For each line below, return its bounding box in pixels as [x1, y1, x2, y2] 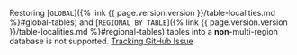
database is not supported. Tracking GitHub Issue [9, 35, 193, 46]
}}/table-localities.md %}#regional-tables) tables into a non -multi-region [9, 27, 279, 36]
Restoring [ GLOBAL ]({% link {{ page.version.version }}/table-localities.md [9, 8, 276, 18]
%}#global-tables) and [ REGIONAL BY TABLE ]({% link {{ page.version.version [9, 17, 288, 27]
